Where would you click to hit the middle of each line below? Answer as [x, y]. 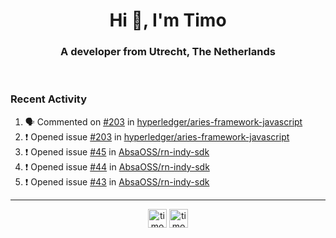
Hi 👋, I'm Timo [168, 20]
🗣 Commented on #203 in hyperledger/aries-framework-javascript [163, 121]
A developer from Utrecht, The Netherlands [168, 52]
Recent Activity [49, 99]
